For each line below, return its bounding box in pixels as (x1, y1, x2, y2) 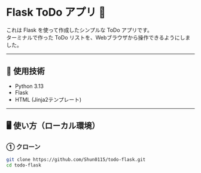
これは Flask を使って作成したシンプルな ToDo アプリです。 (6, 26, 153, 34)
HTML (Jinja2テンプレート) (14, 96, 82, 103)
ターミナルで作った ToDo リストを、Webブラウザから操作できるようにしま (6, 34, 191, 41)
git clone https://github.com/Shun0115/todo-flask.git (6, 157, 146, 163)
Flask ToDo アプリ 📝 (6, 5, 106, 19)
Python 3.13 (14, 82, 44, 90)
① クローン (6, 143, 41, 151)
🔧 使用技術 (6, 66, 45, 77)
